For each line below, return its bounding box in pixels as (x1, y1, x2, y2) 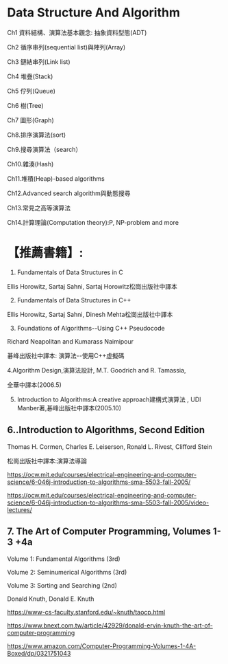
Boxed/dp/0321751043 (7, 649, 71, 657)
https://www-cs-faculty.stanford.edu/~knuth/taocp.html (7, 608, 166, 616)
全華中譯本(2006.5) (7, 380, 62, 389)
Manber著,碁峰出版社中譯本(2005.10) (16, 403, 122, 412)
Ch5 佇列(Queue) (7, 87, 56, 95)
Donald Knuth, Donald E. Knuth (7, 595, 94, 603)
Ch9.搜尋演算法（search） (7, 145, 82, 153)
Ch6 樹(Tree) (7, 101, 44, 109)
